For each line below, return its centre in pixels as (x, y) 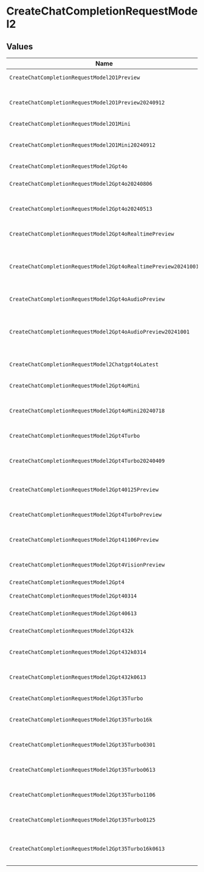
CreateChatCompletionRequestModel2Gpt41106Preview (84, 540)
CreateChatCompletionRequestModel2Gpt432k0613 (78, 677)
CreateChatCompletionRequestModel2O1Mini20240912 (83, 145)
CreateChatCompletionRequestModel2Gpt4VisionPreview (87, 565)
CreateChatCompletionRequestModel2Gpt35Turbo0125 (83, 820)
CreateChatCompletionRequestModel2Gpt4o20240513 (81, 209)
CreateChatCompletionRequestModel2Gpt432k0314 (78, 652)
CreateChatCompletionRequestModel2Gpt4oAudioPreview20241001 (100, 332)
